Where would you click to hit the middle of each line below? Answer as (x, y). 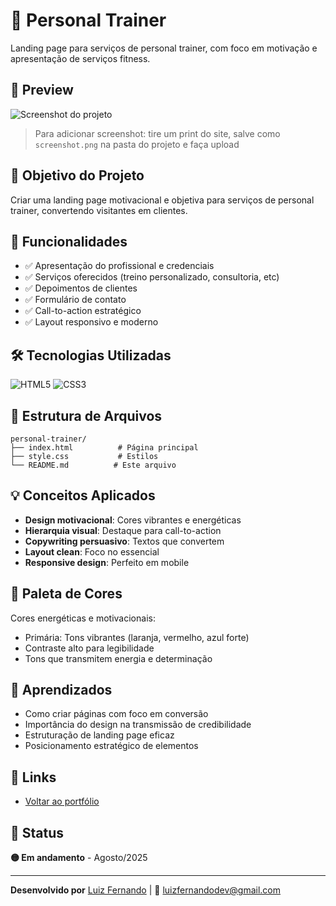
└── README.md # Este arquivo (93, 465)
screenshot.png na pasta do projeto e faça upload (137, 144)
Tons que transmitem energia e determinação (118, 658)
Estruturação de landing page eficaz (99, 735)
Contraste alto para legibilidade (89, 648)
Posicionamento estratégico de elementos (111, 746)
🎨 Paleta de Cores (66, 594)
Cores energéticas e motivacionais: (83, 618)
